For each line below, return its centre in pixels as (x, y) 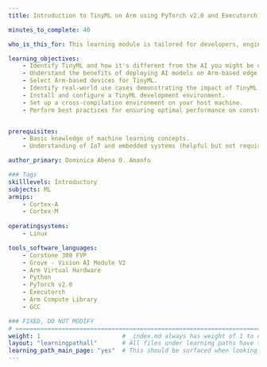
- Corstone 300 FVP (55, 255)
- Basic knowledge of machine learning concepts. (106, 139)
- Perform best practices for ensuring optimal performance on (130, 110)
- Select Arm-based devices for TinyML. (90, 81)
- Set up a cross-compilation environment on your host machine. (133, 103)
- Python (37, 277)
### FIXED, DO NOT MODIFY (51, 321)
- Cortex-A (41, 204)
